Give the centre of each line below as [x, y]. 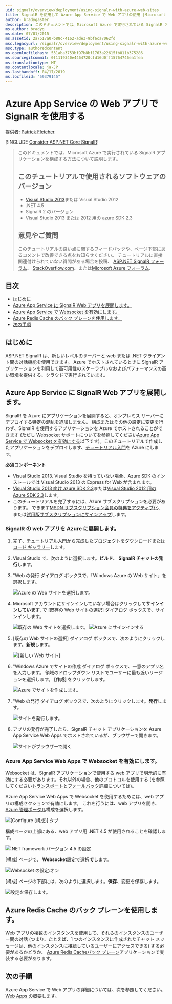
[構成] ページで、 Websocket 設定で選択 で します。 [58, 859]
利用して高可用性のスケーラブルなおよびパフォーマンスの [101, 368]
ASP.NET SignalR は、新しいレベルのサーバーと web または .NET [74, 356]
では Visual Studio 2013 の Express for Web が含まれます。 [92, 482]
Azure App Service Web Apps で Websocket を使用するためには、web [79, 797]
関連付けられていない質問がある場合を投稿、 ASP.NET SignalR [83, 261]
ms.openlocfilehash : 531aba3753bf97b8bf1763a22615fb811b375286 [74, 53]
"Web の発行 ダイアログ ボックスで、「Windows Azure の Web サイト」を [90, 576]
